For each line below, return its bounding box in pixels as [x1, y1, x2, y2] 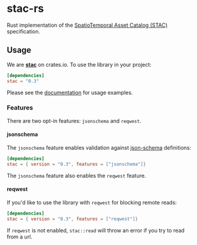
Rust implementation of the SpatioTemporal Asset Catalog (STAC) [7, 21, 168, 29]
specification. [7, 27, 41, 35]
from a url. [7, 233, 32, 240]
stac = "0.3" [7, 78, 39, 84]
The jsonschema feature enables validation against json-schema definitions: [7, 144, 192, 151]
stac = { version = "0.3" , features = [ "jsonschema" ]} [7, 161, 146, 167]
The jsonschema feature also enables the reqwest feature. [7, 172, 146, 179]
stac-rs [7, 2, 44, 15]
